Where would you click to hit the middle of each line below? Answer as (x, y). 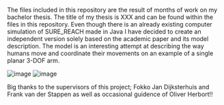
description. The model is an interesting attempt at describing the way (106, 46)
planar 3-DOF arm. (33, 60)
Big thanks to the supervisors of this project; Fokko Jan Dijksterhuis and (108, 87)
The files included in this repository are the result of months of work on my (112, 10)
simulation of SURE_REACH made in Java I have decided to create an (104, 31)
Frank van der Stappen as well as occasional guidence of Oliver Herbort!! (110, 94)
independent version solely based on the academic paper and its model (108, 39)
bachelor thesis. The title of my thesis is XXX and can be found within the (110, 17)
